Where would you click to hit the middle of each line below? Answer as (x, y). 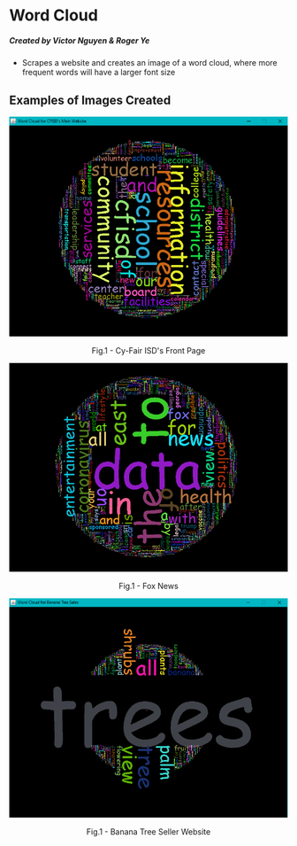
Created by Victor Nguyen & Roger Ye (80, 40)
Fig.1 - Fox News (148, 586)
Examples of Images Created (90, 100)
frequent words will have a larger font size (99, 73)
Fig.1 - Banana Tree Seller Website (148, 831)
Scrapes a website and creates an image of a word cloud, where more (150, 63)
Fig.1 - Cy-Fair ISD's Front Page (148, 350)
